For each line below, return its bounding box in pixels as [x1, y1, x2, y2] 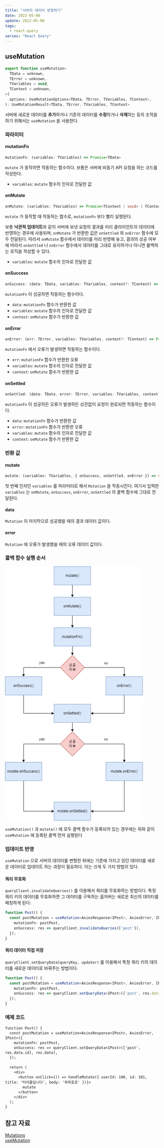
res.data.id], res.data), [5, 1050, 58, 1056]
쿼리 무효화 [5, 876, 26, 882]
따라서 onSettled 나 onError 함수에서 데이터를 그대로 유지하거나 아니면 [10, 242, 145, 248]
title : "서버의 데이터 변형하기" [5, 8, 63, 13]
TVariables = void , [9, 81, 49, 87]
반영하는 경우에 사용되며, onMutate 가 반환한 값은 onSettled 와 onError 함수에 [5, 230, 154, 236]
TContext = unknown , [9, 87, 51, 92]
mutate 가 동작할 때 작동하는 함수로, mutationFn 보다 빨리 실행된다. [5, 213, 132, 219]
